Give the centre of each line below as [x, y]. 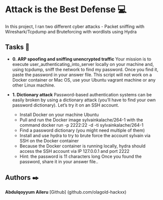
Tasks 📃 [17, 47]
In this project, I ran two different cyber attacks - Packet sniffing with [75, 26]
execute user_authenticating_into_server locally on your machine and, [83, 64]
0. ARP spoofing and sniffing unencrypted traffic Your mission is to [82, 59]
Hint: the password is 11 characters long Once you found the [81, 156]
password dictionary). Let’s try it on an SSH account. [65, 105]
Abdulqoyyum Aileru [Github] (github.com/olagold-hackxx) [66, 192]
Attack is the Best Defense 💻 [66, 10]
